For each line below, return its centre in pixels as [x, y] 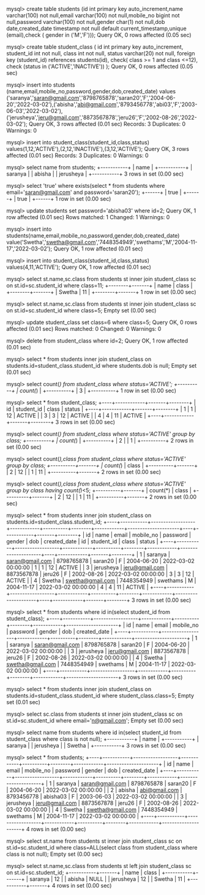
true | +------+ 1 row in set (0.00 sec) [64, 199]
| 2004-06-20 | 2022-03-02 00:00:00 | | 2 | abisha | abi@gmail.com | [94, 790]
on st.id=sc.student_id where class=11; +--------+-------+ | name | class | [99, 285]
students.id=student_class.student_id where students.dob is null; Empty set [102, 366]
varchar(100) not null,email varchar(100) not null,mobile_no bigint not [93, 15]
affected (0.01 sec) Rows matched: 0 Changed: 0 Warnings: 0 [84, 329]
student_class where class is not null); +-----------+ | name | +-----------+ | [102, 739]
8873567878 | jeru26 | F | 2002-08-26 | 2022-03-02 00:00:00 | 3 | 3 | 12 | [100, 574]
